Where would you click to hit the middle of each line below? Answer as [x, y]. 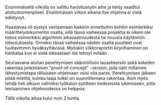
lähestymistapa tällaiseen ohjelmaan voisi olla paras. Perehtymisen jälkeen [80, 73]
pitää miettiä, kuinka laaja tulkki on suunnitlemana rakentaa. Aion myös [77, 78]
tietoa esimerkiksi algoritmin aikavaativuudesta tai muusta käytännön [75, 37]
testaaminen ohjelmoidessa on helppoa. [46, 89]
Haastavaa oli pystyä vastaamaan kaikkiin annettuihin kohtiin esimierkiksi [79, 27]
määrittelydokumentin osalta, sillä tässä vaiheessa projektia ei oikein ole [78, 32]
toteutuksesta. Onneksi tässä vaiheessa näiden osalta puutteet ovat [74, 43]
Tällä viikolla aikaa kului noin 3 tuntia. [43, 98]
